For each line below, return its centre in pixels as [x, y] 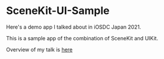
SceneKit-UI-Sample [58, 11]
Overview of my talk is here [39, 49]
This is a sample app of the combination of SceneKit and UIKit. [82, 38]
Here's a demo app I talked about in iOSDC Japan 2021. [74, 27]
